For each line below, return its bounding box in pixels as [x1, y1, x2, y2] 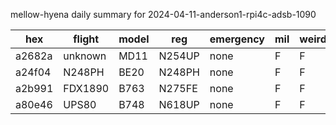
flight [73, 32, 100, 46]
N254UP [158, 49, 200, 63]
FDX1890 [63, 82, 110, 95]
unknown [63, 49, 107, 63]
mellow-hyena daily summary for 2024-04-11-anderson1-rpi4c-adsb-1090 [10, 9, 317, 20]
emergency [209, 32, 265, 46]
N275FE [158, 82, 198, 95]
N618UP [158, 98, 200, 111]
